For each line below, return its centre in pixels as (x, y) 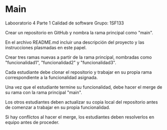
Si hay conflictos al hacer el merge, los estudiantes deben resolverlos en (80, 117)
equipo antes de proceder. (32, 122)
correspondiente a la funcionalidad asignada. (52, 77)
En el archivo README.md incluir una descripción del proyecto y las (75, 42)
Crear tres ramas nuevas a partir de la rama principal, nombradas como (79, 57)
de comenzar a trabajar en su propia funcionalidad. (58, 107)
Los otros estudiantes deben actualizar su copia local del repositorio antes (82, 102)
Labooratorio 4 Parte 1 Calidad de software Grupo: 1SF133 (65, 23)
